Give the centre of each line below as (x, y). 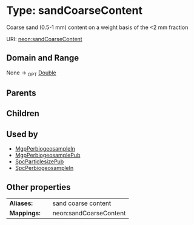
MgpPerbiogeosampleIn (45, 149)
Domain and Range (43, 58)
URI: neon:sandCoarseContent (45, 39)
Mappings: (25, 213)
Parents (21, 93)
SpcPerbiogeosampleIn (44, 168)
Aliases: (21, 203)
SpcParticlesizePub (39, 161)
